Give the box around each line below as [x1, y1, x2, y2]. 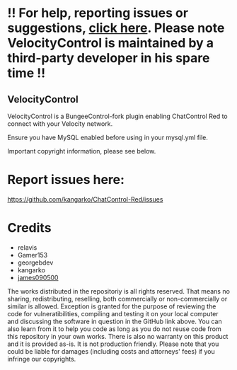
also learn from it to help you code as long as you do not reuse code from [7, 324, 221, 333]
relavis [17, 243, 37, 252]
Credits [7, 220, 52, 236]
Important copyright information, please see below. [7, 147, 156, 155]
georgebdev [17, 258, 54, 267]
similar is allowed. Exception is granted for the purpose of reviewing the [7, 302, 216, 311]
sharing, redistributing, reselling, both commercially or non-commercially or [7, 294, 228, 303]
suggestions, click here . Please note [7, 20, 225, 36]
